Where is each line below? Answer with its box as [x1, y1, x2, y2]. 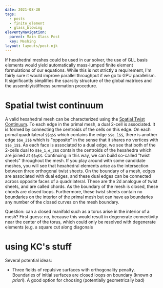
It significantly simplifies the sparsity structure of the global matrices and [5, 78, 152, 83]
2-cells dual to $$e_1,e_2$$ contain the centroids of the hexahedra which [5, 147, 152, 153]
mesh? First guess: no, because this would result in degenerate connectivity [5, 213, 159, 220]
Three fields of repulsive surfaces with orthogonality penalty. [12, 267, 135, 272]
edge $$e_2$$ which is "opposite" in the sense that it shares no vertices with [5, 137, 159, 143]
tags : [5, 12, 16, 17]
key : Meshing [9, 39, 36, 44]
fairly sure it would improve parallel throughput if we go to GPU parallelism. [5, 72, 156, 78]
